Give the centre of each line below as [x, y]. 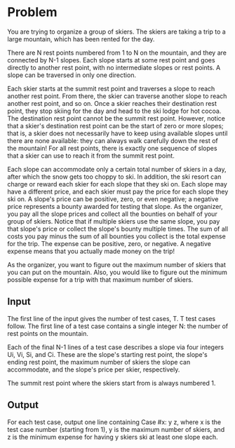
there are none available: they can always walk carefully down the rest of [113, 140]
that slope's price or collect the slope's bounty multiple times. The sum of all [118, 229]
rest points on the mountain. [48, 333]
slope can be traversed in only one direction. [72, 75]
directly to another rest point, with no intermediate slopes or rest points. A [114, 67]
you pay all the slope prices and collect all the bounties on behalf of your [112, 214]
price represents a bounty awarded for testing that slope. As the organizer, [115, 206]
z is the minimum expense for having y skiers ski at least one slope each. [113, 437]
